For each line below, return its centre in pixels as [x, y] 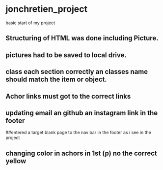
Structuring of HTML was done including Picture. [82, 38]
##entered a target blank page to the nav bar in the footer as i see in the [79, 133]
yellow [16, 161]
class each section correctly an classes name [77, 72]
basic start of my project [30, 23]
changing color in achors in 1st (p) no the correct [81, 153]
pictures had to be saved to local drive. [66, 55]
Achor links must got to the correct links [68, 96]
